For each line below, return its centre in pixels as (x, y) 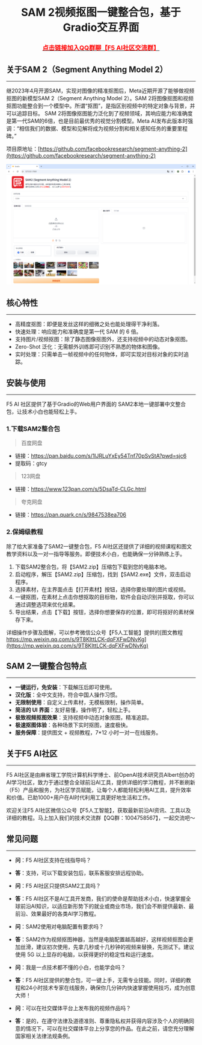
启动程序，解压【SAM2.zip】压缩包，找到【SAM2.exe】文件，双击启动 (103, 574)
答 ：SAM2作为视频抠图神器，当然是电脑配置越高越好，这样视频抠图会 (101, 939)
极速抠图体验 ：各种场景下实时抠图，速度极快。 (73, 725)
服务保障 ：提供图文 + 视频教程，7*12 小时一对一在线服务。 (88, 733)
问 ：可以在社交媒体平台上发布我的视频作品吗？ (73, 1008)
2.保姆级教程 (25, 532)
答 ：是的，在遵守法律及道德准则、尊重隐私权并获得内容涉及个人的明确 (102, 1021)
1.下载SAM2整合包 (33, 428)
